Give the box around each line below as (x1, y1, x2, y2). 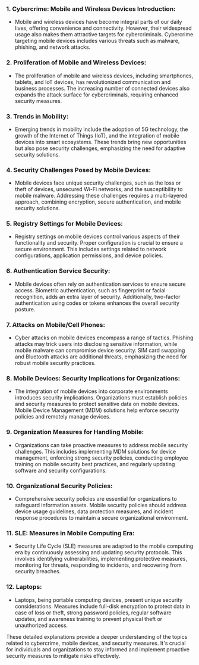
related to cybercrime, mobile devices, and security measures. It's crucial (6, 639, 186, 647)
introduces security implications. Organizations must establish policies (14, 394, 188, 401)
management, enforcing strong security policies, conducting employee (14, 454, 188, 461)
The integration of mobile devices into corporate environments (14, 388, 168, 395)
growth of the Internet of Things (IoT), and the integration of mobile (14, 132, 179, 139)
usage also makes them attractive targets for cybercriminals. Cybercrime (14, 31, 194, 38)
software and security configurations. (14, 467, 107, 474)
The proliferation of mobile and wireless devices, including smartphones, (14, 72, 194, 79)
